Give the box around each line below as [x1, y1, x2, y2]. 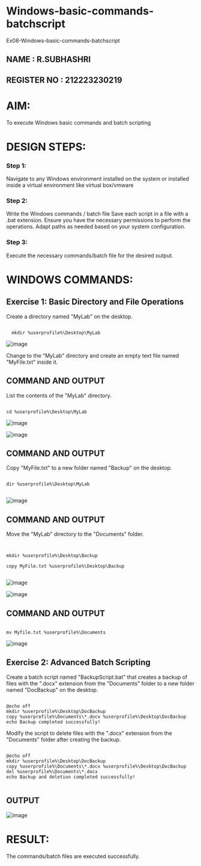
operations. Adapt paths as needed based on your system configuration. [6, 223, 186, 230]
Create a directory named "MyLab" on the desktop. [6, 313, 133, 320]
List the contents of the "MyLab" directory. [6, 391, 112, 399]
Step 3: [6, 238, 28, 246]
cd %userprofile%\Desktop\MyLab [6, 408, 87, 415]
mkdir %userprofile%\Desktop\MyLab [11, 329, 101, 335]
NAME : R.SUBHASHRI [6, 54, 91, 64]
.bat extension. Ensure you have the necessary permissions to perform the [6, 217, 191, 224]
